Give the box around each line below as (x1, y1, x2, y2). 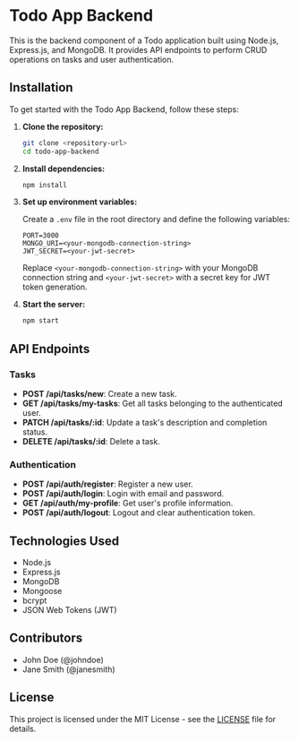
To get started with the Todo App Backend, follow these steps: (9, 104, 239, 115)
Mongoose (21, 586, 63, 597)
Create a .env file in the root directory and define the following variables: (21, 214, 291, 225)
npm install (21, 180, 67, 189)
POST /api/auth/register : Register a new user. (21, 478, 194, 489)
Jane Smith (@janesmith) (21, 664, 115, 675)
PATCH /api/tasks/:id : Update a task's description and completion (21, 417, 268, 427)
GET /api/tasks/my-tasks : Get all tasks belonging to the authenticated (21, 398, 284, 409)
